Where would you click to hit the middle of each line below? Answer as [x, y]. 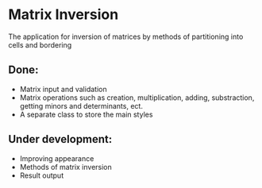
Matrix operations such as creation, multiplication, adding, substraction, [137, 98]
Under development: [60, 139]
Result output [42, 175]
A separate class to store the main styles [86, 114]
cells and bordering [40, 44]
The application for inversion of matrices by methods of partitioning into [126, 36]
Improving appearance [57, 158]
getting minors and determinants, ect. [81, 106]
